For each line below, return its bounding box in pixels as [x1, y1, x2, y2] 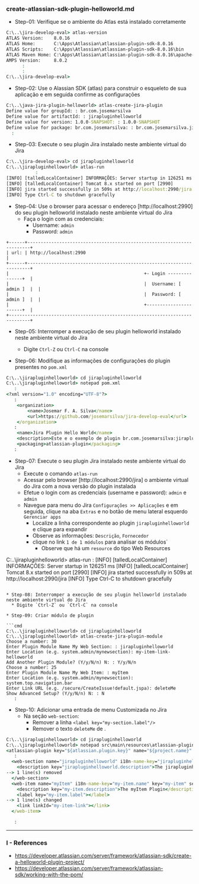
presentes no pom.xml [14, 363, 68, 370]
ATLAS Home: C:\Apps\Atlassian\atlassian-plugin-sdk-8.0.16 [6, 41, 174, 47]
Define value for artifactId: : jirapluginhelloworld [6, 113, 142, 119]
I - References [6, 838, 47, 847]
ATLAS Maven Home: [6, 52, 52, 58]
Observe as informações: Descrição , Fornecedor [32, 532, 149, 539]
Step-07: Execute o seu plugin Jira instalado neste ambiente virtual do [14, 457, 186, 465]
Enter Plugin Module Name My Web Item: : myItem [6, 670, 129, 675]
